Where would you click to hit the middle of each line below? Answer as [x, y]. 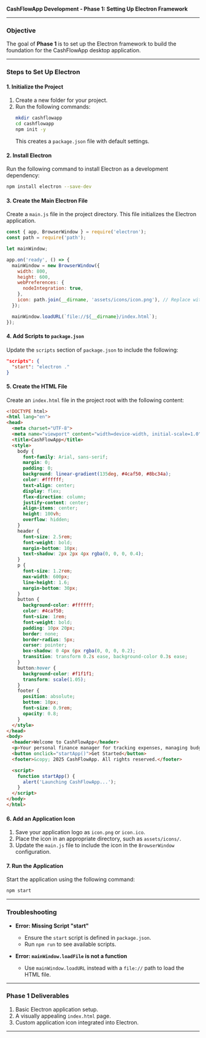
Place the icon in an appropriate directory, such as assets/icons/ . [98, 839]
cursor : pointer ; [45, 645]
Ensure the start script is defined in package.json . [88, 937]
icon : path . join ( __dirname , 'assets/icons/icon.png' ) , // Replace [104, 300]
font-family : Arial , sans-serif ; [65, 457]
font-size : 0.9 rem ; [47, 708]
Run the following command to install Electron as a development [87, 169]
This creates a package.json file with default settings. [82, 141]
